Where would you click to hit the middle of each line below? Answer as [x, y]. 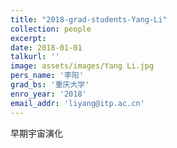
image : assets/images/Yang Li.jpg [82, 66]
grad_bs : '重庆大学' [50, 85]
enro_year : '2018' [48, 94]
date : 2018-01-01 [46, 47]
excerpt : [28, 38]
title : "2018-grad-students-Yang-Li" [89, 19]
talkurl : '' [35, 57]
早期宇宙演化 [36, 133]
